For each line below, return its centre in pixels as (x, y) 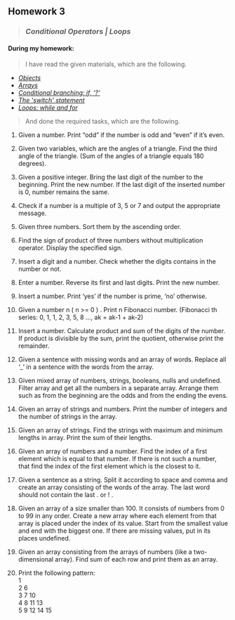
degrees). (32, 163)
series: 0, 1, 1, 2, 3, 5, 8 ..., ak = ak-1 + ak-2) (81, 317)
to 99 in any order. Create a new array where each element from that (117, 515)
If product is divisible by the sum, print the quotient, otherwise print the (121, 338)
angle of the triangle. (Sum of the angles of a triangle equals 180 (111, 156)
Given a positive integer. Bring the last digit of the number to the (110, 177)
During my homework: (41, 48)
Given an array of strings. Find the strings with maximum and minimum (120, 430)
